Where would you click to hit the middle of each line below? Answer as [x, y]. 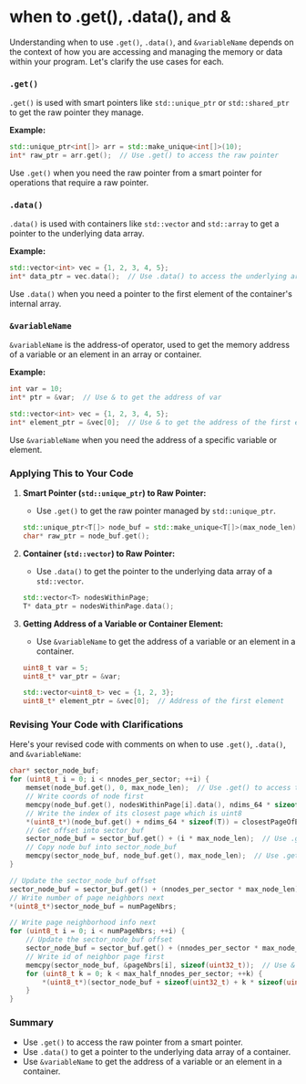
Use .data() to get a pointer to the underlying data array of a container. [157, 1052]
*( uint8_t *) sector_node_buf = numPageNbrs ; [93, 906]
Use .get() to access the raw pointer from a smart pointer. [133, 1042]
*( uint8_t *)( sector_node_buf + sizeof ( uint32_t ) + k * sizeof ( [164, 982]
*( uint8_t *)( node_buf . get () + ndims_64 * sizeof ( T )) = [132, 822]
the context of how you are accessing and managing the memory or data [146, 51]
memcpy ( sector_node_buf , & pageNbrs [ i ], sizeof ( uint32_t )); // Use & [161, 965]
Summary [32, 1023]
